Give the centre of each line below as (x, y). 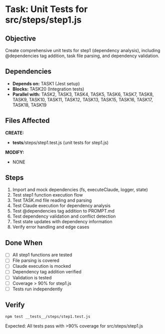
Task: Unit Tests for (46, 9)
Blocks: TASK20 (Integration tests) (48, 89)
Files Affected (27, 121)
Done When (24, 242)
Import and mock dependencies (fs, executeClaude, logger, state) (80, 190)
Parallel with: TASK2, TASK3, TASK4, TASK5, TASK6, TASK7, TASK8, (83, 94)
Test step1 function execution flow (48, 195)
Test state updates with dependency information (62, 222)
